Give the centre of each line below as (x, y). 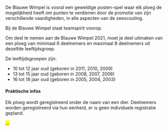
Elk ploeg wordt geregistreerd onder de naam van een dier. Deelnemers (81, 102)
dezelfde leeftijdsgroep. (30, 49)
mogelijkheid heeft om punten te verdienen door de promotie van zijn (78, 13)
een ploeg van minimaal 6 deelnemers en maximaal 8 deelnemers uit (78, 43)
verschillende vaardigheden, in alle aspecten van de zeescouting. (74, 18)
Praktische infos (23, 91)
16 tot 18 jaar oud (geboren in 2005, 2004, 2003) (64, 79)
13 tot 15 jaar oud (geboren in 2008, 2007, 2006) (64, 74)
